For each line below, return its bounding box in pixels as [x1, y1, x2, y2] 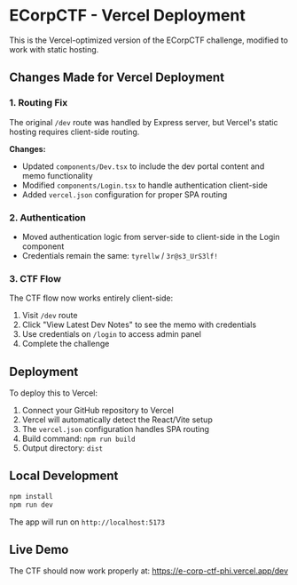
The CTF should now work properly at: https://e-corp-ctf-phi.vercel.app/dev [9, 565, 289, 576]
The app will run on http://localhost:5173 [9, 517, 166, 527]
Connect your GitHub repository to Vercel [21, 405, 175, 416]
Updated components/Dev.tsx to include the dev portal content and [21, 161, 265, 172]
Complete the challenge [21, 339, 110, 349]
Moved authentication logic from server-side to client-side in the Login [21, 231, 281, 242]
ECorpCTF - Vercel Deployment [9, 5, 246, 26]
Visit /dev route [21, 310, 78, 321]
